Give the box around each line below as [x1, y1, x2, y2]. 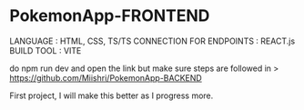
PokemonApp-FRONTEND [9, 5, 210, 26]
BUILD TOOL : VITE [9, 45, 82, 55]
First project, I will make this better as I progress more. [9, 90, 214, 101]
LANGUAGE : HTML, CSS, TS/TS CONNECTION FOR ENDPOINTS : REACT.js [9, 35, 296, 46]
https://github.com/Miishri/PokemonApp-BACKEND [9, 72, 202, 83]
